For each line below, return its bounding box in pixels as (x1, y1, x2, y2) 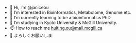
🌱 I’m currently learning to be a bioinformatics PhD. (9, 15, 112, 20)
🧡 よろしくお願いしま (9, 32, 52, 38)
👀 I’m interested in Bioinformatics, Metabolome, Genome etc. (9, 10, 132, 15)
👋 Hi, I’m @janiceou (9, 5, 49, 10)
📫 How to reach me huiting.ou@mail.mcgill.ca (9, 25, 103, 31)
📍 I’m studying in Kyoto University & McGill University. (9, 20, 118, 25)
